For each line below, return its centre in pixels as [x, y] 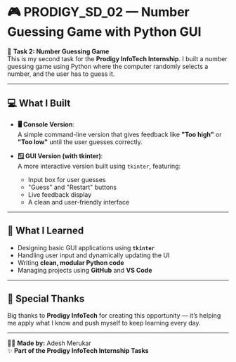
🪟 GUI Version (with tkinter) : [60, 156]
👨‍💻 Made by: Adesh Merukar [49, 343]
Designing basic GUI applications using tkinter [86, 247]
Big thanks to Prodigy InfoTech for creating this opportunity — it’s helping [114, 316]
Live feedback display [60, 194]
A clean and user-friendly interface [79, 202]
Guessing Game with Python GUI [104, 32]
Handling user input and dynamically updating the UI [93, 255]
